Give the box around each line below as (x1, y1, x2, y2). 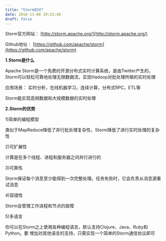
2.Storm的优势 (5, 106, 36, 112)
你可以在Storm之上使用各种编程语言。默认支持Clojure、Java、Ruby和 (5, 224, 148, 230)
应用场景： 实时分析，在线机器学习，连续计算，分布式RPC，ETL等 (5, 85, 141, 91)
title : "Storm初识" (5, 7, 44, 12)
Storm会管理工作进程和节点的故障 (5, 203, 75, 209)
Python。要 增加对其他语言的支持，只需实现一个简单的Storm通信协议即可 (5, 230, 156, 237)
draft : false (5, 16, 32, 21)
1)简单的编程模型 (5, 117, 39, 122)
